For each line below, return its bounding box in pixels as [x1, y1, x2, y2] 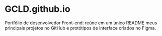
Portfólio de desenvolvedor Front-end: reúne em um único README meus [5, 20, 157, 26]
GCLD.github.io [5, 3, 71, 15]
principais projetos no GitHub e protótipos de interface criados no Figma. [5, 25, 156, 31]
